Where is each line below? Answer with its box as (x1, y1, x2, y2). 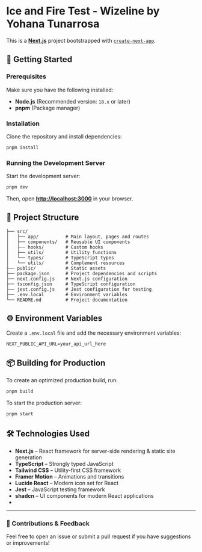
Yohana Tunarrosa (6, 17, 100, 31)
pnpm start (6, 411, 34, 417)
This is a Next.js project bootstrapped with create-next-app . (6, 37, 156, 44)
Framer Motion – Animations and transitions (14, 473, 124, 480)
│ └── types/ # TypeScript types (6, 255, 114, 261)
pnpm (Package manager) (14, 104, 81, 111)
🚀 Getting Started (6, 54, 73, 64)
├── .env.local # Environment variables (6, 291, 128, 297)
